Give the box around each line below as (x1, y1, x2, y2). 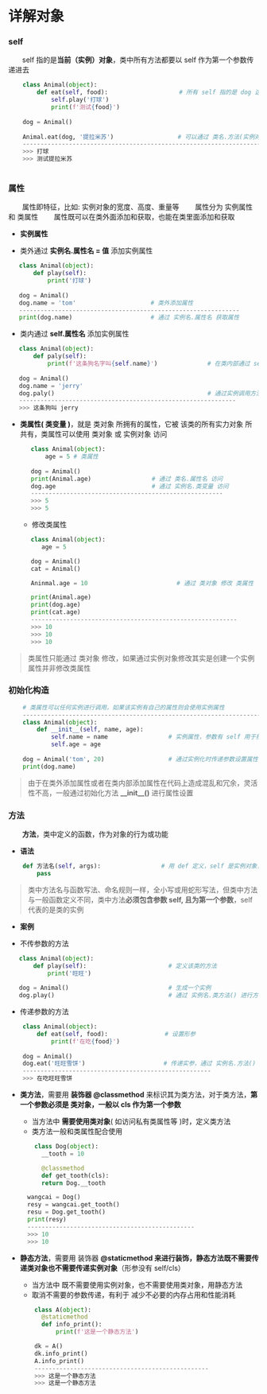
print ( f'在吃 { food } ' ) (50, 1037, 121, 1046)
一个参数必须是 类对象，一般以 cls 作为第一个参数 (19, 1100, 181, 1109)
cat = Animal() (30, 565, 81, 573)
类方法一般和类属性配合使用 (31, 1127, 123, 1136)
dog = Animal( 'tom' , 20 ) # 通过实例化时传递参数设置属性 (22, 755, 259, 763)
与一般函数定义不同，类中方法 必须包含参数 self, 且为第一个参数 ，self (27, 895, 253, 904)
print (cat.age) (30, 608, 81, 616)
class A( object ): (34, 1306, 91, 1314)
